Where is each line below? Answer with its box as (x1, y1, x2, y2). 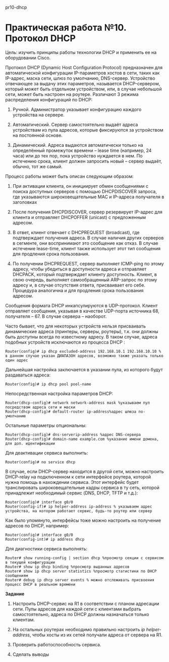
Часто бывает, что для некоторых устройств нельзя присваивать (5, 323, 146, 329)
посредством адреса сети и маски (5, 405, 76, 410)
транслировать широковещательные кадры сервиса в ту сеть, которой (5, 484, 160, 490)
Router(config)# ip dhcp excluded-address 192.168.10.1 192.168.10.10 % (5, 349, 161, 354)
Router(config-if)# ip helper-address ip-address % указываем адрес (5, 504, 152, 509)
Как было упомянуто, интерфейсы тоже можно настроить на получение (5, 517, 161, 523)
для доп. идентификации (5, 441, 55, 446)
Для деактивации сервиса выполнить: (5, 450, 88, 456)
